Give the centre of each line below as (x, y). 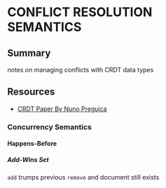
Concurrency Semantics (50, 127)
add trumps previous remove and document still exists (83, 177)
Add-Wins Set (28, 159)
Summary (29, 53)
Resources (31, 92)
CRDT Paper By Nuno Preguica (62, 109)
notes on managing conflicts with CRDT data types (81, 70)
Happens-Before (32, 144)
